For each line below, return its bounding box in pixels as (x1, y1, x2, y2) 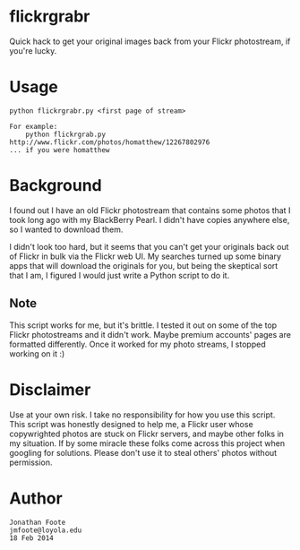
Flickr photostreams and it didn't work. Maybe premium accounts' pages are (9, 329, 291, 339)
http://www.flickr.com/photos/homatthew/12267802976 (9, 137, 210, 147)
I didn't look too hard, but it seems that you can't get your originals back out (9, 241, 289, 252)
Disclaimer (9, 379, 91, 400)
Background (9, 176, 102, 196)
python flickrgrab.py (25, 130, 106, 139)
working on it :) (9, 348, 65, 359)
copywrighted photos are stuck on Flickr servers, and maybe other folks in (9, 428, 285, 439)
